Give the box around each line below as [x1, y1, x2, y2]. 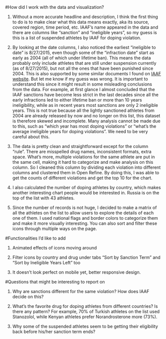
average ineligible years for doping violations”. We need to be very [12, 129, 148, 134]
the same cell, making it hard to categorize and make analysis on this [12, 159, 154, 165]
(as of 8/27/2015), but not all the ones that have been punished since [12, 65, 154, 71]
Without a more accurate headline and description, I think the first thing [12, 14, 158, 19]
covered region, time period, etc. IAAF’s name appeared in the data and [12, 24, 159, 30]
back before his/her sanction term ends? [12, 329, 96, 335]
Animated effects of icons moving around [12, 245, 97, 250]
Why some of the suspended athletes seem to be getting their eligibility [12, 324, 159, 329]
